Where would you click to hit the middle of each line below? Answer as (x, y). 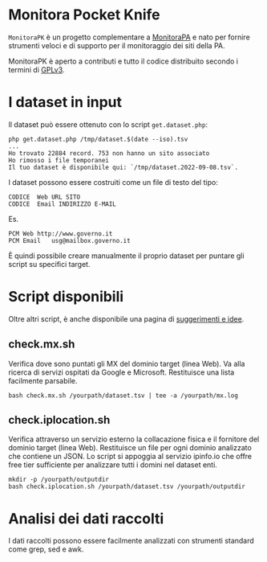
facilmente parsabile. (43, 380)
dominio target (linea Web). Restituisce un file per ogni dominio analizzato (130, 448)
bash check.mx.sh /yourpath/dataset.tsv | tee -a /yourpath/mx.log (123, 396)
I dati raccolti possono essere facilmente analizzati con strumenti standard (131, 541)
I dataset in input (65, 103)
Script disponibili (66, 297)
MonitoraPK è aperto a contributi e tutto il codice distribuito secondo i (123, 61)
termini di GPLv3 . (36, 69)
